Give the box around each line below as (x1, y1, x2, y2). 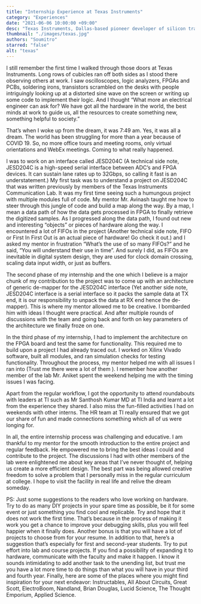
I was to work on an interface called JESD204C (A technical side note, (6, 157, 179, 165)
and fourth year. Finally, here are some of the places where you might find (6, 572, 188, 579)
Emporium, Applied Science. (6, 591, 77, 598)
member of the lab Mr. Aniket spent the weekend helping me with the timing (6, 372, 193, 379)
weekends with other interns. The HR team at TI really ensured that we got (6, 409, 190, 416)
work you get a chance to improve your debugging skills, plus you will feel (6, 521, 189, 528)
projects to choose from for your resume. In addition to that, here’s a (6, 534, 175, 541)
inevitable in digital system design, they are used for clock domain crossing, (6, 253, 193, 260)
